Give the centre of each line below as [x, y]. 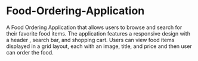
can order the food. [30, 52]
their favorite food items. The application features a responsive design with [98, 33]
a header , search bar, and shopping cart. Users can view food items [90, 40]
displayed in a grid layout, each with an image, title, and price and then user [99, 46]
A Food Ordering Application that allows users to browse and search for [94, 27]
